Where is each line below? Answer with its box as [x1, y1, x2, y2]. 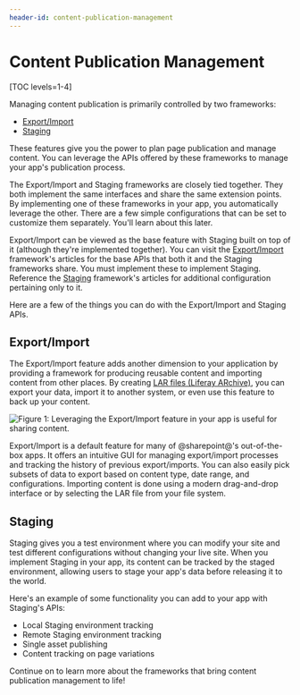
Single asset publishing [21, 639, 108, 649]
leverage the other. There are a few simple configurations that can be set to [9, 208, 287, 218]
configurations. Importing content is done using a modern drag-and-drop [9, 479, 279, 489]
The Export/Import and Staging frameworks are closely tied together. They [9, 179, 284, 190]
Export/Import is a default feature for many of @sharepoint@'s [9, 440, 239, 452]
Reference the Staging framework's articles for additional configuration [9, 272, 271, 283]
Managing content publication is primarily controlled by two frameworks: [9, 98, 277, 109]
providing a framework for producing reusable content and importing [9, 368, 262, 378]
